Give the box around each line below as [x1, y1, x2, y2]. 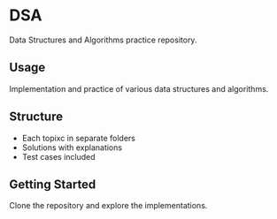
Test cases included [21, 151, 96, 162]
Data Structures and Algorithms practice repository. [9, 34, 197, 45]
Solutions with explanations [21, 142, 122, 153]
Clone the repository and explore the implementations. [9, 200, 208, 211]
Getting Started [9, 177, 96, 192]
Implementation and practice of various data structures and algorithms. [9, 83, 269, 94]
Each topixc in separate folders [21, 132, 135, 143]
